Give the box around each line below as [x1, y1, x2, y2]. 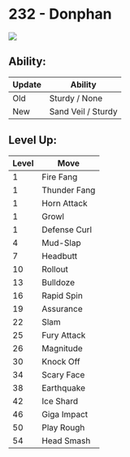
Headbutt [41, 250, 78, 261]
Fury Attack [41, 330, 86, 341]
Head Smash [41, 435, 91, 446]
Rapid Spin [41, 290, 83, 301]
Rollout [41, 263, 69, 274]
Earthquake [41, 382, 86, 394]
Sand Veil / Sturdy [49, 106, 118, 117]
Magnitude [41, 343, 83, 354]
